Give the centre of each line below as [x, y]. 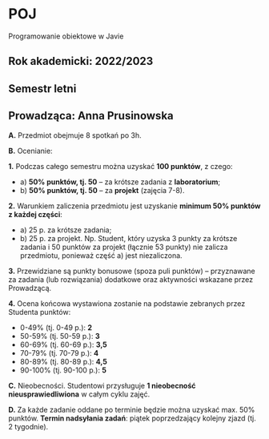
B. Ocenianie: [31, 151]
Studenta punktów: [40, 312]
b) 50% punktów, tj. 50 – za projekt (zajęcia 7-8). [102, 190]
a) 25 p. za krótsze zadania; [66, 230]
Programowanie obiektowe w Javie [66, 36]
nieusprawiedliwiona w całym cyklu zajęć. [79, 394]
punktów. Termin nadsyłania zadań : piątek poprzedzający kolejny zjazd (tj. [132, 418]
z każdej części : [35, 214]
